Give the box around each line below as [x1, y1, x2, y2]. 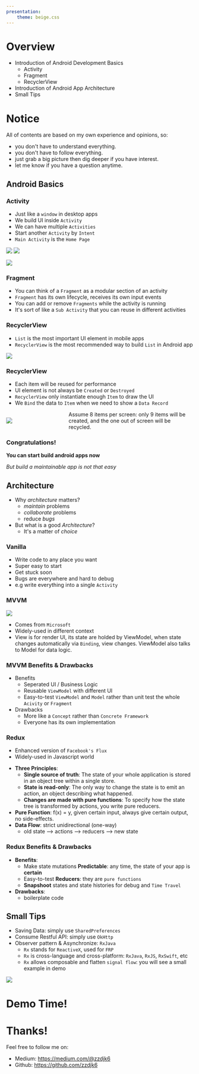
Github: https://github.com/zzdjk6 [14, 1062, 98, 1069]
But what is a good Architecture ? [14, 522, 95, 529]
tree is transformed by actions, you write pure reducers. [23, 803, 161, 810]
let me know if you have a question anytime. [14, 162, 123, 169]
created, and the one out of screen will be [68, 417, 171, 424]
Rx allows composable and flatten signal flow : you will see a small [23, 959, 187, 966]
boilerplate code [23, 894, 64, 901]
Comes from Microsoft [14, 621, 71, 628]
